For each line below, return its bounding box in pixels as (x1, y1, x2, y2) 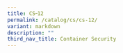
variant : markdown (7, 23, 60, 30)
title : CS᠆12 (7, 10, 44, 17)
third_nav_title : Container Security (7, 36, 117, 43)
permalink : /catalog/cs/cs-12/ (7, 17, 98, 23)
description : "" (7, 29, 54, 36)
